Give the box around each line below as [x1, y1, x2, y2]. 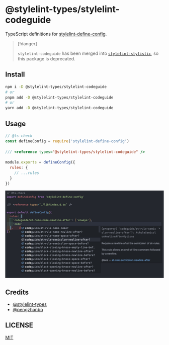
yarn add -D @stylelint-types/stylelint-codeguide [5, 106, 114, 111]
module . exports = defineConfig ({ [5, 160, 75, 165]
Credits [5, 288, 29, 296]
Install [5, 70, 25, 79]
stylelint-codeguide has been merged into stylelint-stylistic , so [17, 50, 159, 56]
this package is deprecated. [17, 55, 75, 61]
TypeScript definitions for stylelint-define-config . [5, 31, 107, 37]
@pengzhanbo [12, 307, 44, 313]
